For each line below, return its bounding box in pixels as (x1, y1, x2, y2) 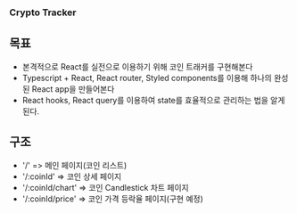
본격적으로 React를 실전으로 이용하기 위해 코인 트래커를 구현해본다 (21, 61, 253, 72)
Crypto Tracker (9, 6, 78, 19)
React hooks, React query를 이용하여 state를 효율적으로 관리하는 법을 (21, 94, 269, 105)
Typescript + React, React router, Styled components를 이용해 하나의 (21, 72, 272, 83)
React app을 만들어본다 (31, 83, 115, 94)
